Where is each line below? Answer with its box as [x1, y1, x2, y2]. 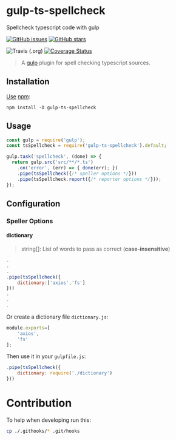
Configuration [6, 198, 61, 209]
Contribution [6, 396, 72, 410]
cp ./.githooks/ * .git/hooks [6, 428, 80, 435]
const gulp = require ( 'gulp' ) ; [6, 137, 86, 143]
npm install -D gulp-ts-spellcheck [6, 104, 96, 110]
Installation [6, 76, 50, 87]
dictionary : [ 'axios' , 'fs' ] [17, 280, 86, 286]
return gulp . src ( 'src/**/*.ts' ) [12, 159, 94, 166]
